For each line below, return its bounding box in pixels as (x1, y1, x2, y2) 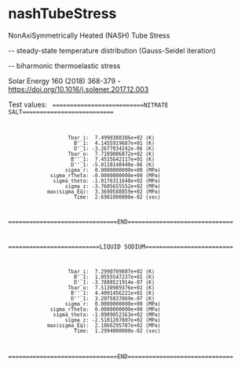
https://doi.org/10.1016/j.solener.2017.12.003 (8, 84, 149, 94)
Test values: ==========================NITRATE (8, 100, 169, 109)
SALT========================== (8, 107, 114, 116)
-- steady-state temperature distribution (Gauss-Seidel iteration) (8, 45, 216, 55)
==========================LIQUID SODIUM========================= (8, 243, 234, 251)
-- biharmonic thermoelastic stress (8, 60, 121, 71)
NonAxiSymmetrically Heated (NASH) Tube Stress (8, 31, 170, 40)
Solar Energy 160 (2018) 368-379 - (8, 76, 121, 85)
